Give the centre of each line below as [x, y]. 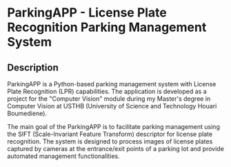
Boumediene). [27, 113]
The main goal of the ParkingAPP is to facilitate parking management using [114, 127]
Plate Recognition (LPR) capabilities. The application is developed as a [107, 91]
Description [33, 67]
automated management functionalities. [64, 156]
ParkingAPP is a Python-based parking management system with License [112, 84]
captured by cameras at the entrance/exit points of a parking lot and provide [115, 149]
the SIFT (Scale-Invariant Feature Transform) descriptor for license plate [110, 134]
